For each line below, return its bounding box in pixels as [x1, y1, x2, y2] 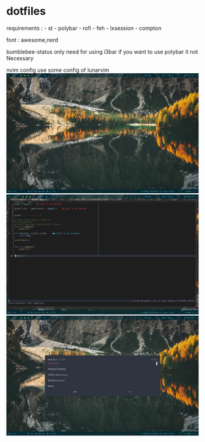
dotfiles [6, 4, 46, 18]
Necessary [6, 54, 34, 62]
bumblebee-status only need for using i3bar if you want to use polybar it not [6, 48, 198, 55]
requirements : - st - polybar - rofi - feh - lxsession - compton [6, 24, 162, 32]
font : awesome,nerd [6, 36, 59, 43]
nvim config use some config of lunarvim [6, 66, 110, 74]
